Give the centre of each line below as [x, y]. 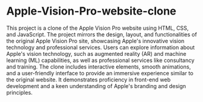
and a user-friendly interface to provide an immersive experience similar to [100, 73]
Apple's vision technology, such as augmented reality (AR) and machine [96, 53]
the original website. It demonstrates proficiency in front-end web [89, 80]
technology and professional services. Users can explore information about [101, 47]
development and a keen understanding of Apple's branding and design [96, 86]
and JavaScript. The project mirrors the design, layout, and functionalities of [102, 34]
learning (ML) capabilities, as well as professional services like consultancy [100, 60]
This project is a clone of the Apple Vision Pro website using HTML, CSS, [98, 28]
